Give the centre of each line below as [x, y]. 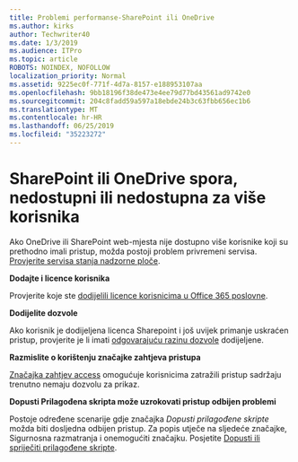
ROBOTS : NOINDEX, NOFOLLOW [60, 68]
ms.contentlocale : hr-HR [56, 118]
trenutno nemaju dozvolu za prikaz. [74, 384]
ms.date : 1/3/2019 [44, 43]
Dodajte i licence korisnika [60, 278]
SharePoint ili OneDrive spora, [123, 179]
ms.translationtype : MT [54, 109]
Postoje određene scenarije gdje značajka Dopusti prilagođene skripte [139, 419]
